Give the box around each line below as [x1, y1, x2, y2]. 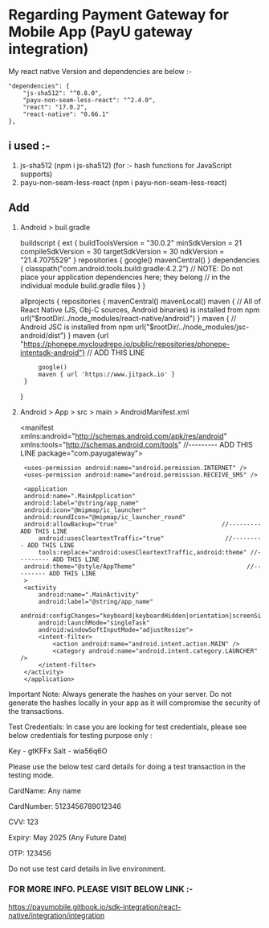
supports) [19, 169, 53, 179]
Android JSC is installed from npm [19, 322, 134, 332]
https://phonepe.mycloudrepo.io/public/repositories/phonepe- [23, 339, 230, 349]
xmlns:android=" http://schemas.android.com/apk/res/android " [19, 431, 227, 440]
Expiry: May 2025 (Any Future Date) [8, 832, 127, 842]
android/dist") [19, 330, 67, 340]
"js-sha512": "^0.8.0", [22, 89, 103, 97]
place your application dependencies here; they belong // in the [19, 272, 230, 282]
